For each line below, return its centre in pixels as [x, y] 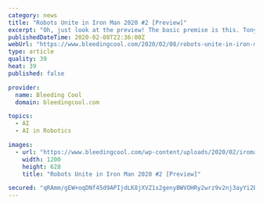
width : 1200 [41, 159]
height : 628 [41, 166]
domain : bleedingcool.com [58, 102]
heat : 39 [22, 66]
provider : [24, 88]
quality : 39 [27, 59]
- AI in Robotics [43, 131]
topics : [21, 116]
